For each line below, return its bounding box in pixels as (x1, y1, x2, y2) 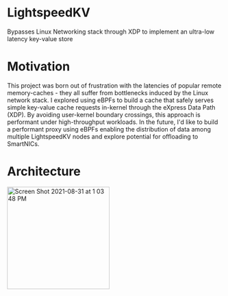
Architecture (7, 164, 81, 180)
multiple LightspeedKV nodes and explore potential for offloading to (7, 132, 199, 140)
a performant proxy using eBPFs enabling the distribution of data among (7, 125, 211, 133)
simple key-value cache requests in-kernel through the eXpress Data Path (7, 103, 216, 111)
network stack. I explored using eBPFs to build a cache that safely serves (7, 96, 214, 104)
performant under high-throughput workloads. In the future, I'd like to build (7, 118, 218, 126)
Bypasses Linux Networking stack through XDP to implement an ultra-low (7, 27, 215, 36)
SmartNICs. (7, 139, 40, 148)
